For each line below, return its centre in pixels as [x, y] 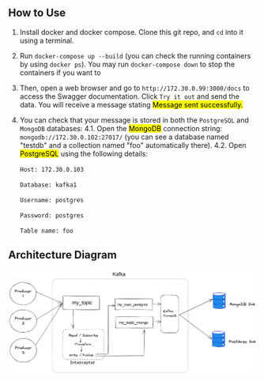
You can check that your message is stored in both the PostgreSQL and [134, 120]
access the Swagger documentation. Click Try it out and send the [129, 96]
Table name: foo [46, 231]
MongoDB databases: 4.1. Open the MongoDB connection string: [121, 128]
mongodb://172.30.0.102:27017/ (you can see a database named [124, 137]
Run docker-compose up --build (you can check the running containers [135, 55]
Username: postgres [52, 200]
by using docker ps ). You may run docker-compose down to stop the [127, 64]
